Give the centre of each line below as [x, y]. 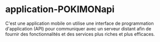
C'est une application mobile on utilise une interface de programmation [79, 23]
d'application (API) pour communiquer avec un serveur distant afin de [78, 28]
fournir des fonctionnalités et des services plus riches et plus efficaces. [80, 34]
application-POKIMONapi [60, 9]
